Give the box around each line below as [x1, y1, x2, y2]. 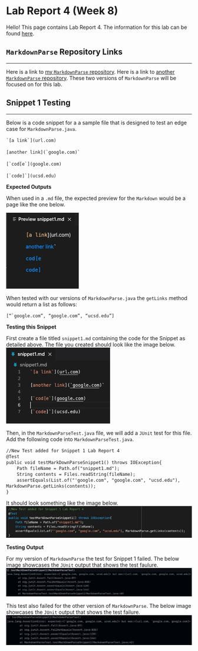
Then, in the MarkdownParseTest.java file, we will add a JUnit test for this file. [6, 429, 192, 436]
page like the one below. [6, 200, 65, 208]
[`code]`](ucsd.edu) [6, 173, 57, 179]
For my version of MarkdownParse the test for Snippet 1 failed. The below [6, 555, 180, 562]
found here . [6, 29, 34, 37]
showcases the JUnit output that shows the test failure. [6, 609, 140, 616]
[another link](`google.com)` [6, 149, 81, 155]
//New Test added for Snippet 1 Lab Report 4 [6, 448, 120, 453]
